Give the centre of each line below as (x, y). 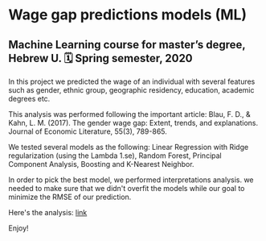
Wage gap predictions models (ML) (128, 15)
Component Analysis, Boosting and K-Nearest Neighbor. (101, 164)
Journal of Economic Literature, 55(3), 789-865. (88, 131)
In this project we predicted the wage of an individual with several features (132, 81)
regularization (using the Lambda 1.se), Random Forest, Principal (115, 156)
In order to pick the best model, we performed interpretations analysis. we (131, 180)
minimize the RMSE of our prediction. (70, 197)
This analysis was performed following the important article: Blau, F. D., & (129, 114)
